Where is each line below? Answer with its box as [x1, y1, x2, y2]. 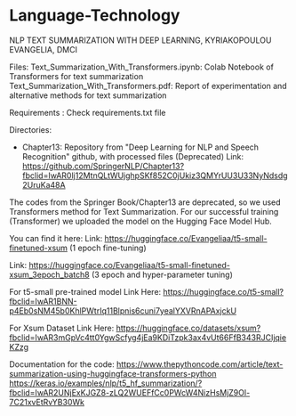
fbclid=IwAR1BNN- [9, 296, 77, 306]
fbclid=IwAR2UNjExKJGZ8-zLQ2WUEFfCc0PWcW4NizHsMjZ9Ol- [9, 387, 251, 397]
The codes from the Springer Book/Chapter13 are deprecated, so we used [9, 197, 282, 208]
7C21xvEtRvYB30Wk [9, 396, 84, 407]
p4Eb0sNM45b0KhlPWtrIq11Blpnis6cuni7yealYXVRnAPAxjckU [9, 305, 237, 316]
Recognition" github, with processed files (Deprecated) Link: [21, 151, 244, 161]
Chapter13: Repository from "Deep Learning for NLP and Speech [21, 142, 260, 152]
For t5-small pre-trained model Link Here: [9, 286, 162, 297]
